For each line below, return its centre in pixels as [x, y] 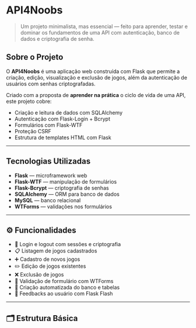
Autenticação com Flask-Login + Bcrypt [62, 119]
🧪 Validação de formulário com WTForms [64, 281]
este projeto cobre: [29, 101]
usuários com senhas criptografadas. [51, 84]
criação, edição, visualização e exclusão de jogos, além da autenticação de [97, 77]
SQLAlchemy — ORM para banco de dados [67, 194]
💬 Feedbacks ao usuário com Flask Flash [64, 294]
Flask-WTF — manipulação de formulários [66, 181]
